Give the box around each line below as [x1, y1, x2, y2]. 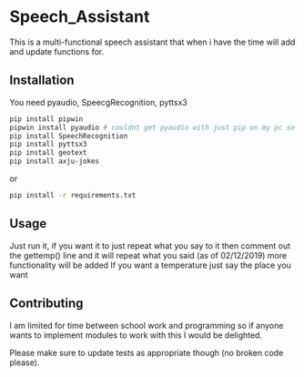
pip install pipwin [9, 114, 84, 124]
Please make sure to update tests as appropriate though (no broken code [9, 347, 284, 358]
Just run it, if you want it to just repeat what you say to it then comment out [9, 239, 291, 251]
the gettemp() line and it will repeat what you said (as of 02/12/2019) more [9, 250, 288, 260]
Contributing [9, 296, 84, 311]
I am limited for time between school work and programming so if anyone [9, 320, 284, 331]
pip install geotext [9, 148, 88, 158]
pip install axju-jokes [9, 157, 100, 166]
